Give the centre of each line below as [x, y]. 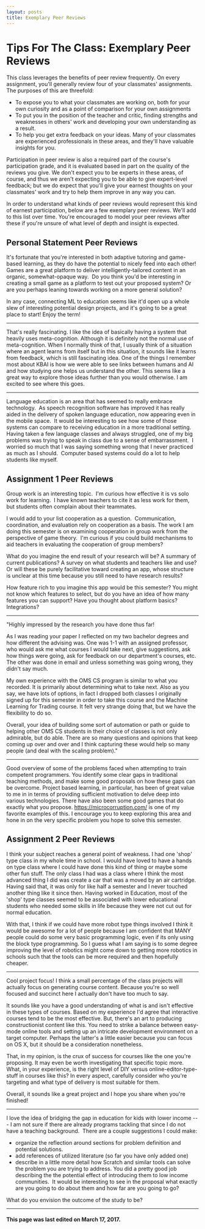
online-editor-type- [173, 1069]
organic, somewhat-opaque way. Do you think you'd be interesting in [94, 277]
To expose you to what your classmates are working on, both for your [103, 103]
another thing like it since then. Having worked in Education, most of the [97, 893]
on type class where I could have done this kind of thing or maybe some [97, 867]
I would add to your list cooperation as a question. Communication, [91, 519]
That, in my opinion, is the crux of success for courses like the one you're [99, 1056]
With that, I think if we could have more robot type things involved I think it [100, 924]
